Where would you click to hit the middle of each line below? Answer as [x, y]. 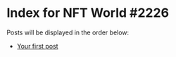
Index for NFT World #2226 [88, 13]
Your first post [37, 46]
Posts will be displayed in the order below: [68, 32]
